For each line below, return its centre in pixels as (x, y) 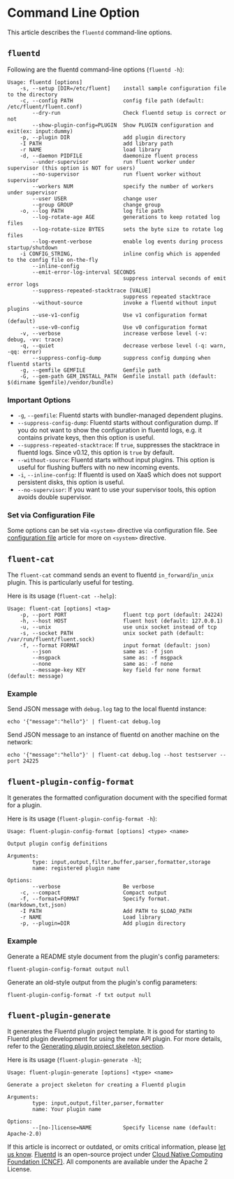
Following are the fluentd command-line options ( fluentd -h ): (96, 69)
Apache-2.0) (24, 1134)
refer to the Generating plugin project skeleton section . (86, 1046)
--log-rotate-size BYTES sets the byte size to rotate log (128, 229)
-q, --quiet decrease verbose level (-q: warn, (123, 346)
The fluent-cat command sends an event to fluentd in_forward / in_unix (111, 575)
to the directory (32, 95)
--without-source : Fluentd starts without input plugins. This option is (116, 460)
